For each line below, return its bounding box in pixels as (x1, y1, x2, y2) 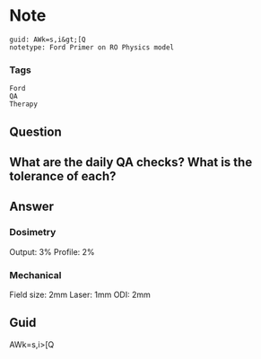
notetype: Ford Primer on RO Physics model (9, 42, 175, 52)
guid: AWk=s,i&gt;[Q (9, 35, 87, 44)
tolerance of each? (9, 169, 117, 184)
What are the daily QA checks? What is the (9, 154, 253, 171)
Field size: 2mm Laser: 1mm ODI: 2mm (9, 289, 151, 300)
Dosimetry (9, 226, 57, 239)
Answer (9, 199, 55, 215)
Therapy (9, 100, 39, 109)
